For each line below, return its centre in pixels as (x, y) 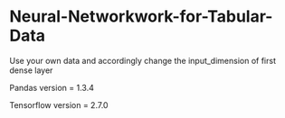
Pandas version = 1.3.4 (52, 87)
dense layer (31, 70)
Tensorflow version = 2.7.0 (59, 104)
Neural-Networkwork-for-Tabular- (141, 17)
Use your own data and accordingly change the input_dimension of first (142, 60)
